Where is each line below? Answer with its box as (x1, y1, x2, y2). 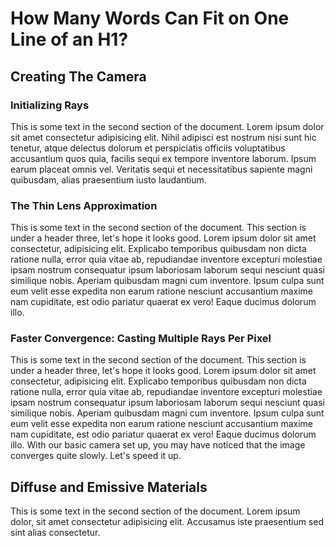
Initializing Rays (10, 98, 90, 112)
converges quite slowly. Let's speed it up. (10, 450, 182, 462)
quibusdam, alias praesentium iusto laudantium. (10, 173, 207, 186)
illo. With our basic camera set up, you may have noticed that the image (10, 439, 306, 451)
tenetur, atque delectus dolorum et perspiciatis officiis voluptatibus (10, 142, 286, 154)
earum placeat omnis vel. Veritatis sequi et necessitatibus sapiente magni (10, 163, 313, 175)
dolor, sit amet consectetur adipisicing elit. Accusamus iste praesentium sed (10, 516, 324, 528)
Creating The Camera (10, 68, 147, 85)
